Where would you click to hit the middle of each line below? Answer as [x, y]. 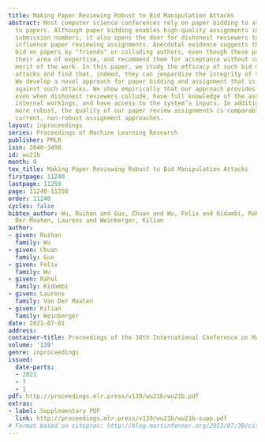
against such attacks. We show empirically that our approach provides [136, 89]
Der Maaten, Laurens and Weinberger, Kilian [90, 221]
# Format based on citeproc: [56, 425]
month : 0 [22, 162]
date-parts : [35, 367]
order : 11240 [30, 199]
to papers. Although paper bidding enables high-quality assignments [132, 30]
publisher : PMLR [35, 140]
